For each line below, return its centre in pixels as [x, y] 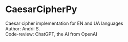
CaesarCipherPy [41, 9]
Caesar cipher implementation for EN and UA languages [64, 23]
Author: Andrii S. [23, 28]
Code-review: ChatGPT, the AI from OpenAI [51, 34]
